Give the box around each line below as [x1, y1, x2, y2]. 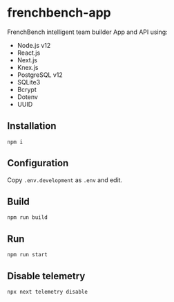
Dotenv [17, 92, 38, 101]
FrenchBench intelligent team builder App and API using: [7, 28, 168, 36]
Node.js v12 [17, 41, 51, 49]
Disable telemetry [7, 270, 86, 282]
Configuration [7, 157, 69, 169]
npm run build [7, 214, 48, 221]
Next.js [17, 55, 38, 64]
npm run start [7, 251, 48, 258]
